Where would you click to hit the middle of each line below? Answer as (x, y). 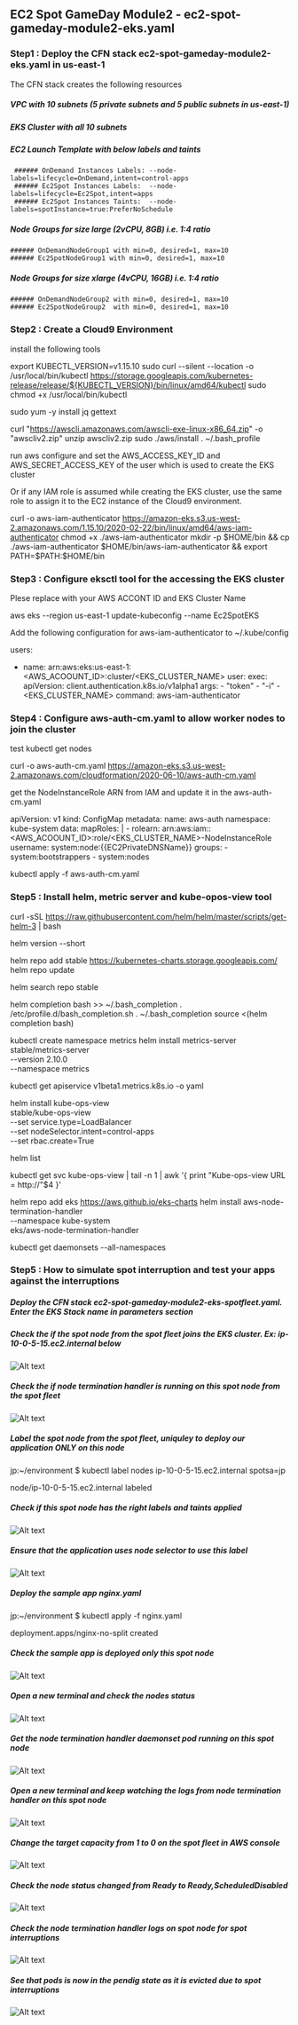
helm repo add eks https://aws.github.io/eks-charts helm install (126, 1201)
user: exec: (247, 676)
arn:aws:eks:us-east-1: (90, 667)
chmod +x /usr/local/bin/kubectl (69, 394)
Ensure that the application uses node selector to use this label (129, 1550)
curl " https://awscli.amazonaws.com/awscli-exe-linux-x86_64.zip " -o (137, 429)
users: (22, 649)
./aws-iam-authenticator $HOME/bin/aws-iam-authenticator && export (139, 546)
